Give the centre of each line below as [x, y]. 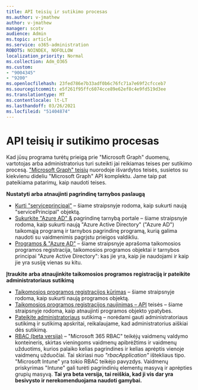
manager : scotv [25, 28]
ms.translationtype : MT [36, 95]
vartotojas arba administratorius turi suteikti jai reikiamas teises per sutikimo [99, 164]
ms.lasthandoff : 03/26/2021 [41, 106]
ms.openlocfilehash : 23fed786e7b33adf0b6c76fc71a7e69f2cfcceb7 [86, 84]
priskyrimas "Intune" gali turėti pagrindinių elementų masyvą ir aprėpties [103, 368]
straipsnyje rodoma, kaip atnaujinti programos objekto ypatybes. [94, 311]
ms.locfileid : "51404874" [38, 111]
